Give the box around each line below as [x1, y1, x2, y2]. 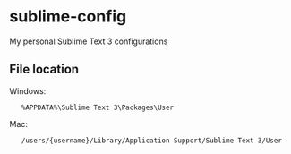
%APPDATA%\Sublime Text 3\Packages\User [21, 103, 175, 112]
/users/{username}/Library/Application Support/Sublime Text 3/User [21, 136, 282, 145]
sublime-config [9, 6, 127, 27]
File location [9, 62, 79, 77]
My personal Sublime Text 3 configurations [9, 36, 168, 47]
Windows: [9, 85, 47, 96]
